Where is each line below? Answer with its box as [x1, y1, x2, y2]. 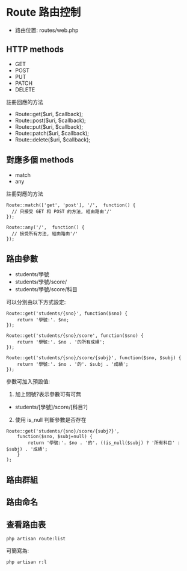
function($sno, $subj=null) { [17, 434, 93, 440]
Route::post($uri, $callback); [14, 117, 86, 124]
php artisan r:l [6, 559, 47, 565]
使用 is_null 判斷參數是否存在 [14, 416, 87, 424]
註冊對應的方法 [6, 190, 43, 197]
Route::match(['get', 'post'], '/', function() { [6, 202, 136, 208]
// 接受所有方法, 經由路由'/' [11, 230, 78, 236]
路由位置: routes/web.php [14, 26, 79, 34]
